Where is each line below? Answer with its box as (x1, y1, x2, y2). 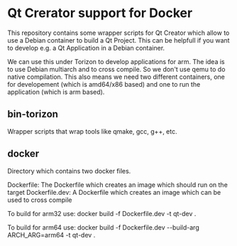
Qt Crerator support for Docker (7, 5, 193, 21)
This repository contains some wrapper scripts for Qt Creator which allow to (7, 28, 230, 37)
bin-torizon (7, 108, 59, 120)
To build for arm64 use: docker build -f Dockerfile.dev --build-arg (7, 223, 200, 232)
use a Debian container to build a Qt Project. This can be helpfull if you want (7, 36, 230, 44)
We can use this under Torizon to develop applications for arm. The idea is (7, 57, 225, 65)
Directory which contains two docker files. (7, 166, 131, 175)
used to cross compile (7, 196, 72, 204)
